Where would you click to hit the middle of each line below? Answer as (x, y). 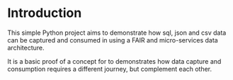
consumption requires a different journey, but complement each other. (110, 69)
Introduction (45, 13)
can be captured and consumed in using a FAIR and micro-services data (113, 40)
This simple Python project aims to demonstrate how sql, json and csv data (117, 33)
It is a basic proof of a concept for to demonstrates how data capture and (114, 61)
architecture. (26, 47)
